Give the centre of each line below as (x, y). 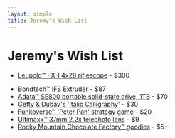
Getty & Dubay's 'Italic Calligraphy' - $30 (78, 105)
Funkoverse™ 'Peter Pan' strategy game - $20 (85, 112)
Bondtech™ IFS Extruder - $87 (62, 89)
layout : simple (30, 14)
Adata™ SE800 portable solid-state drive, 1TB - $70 (93, 97)
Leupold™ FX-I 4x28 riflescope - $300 (74, 75)
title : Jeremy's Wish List (47, 21)
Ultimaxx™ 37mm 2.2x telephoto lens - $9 (79, 120)
